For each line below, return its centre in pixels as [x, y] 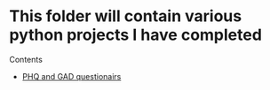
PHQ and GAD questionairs [71, 76]
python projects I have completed [135, 35]
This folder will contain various [126, 16]
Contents [26, 59]
